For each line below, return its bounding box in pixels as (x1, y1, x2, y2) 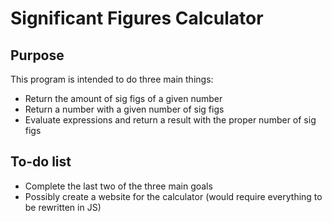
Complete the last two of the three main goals (24, 180, 213, 192)
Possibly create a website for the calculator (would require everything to (24, 190, 323, 202)
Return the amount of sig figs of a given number (24, 93, 223, 104)
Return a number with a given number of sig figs (24, 103, 225, 115)
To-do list (10, 153, 72, 171)
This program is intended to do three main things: (10, 73, 214, 85)
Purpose (10, 47, 65, 64)
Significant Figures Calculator (10, 7, 264, 30)
